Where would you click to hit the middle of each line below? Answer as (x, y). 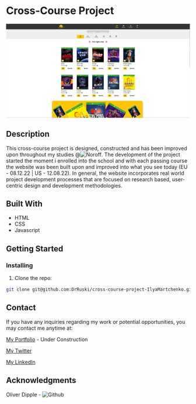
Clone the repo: (33, 278)
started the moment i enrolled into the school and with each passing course (97, 160)
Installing (20, 265)
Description (28, 134)
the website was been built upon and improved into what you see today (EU (97, 167)
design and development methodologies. (73, 185)
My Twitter (19, 351)
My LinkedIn (21, 362)
